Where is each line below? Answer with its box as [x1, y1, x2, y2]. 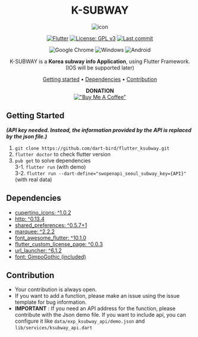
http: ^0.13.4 [14, 215, 45, 222]
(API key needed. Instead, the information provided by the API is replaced [6, 126, 192, 134]
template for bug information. [14, 298, 87, 306]
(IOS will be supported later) [65, 64, 135, 71]
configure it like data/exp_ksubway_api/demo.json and [14, 317, 145, 325]
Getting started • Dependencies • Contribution [42, 75, 158, 83]
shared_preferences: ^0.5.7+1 [14, 221, 87, 229]
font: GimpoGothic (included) [14, 253, 86, 260]
